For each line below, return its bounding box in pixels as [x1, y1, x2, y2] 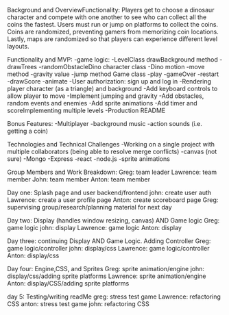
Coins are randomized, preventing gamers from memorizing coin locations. [7, 27, 219, 36]
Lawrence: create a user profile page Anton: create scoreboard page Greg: [7, 196, 219, 204]
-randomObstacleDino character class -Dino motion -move [38, 63, 205, 71]
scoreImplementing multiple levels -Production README [7, 106, 166, 114]
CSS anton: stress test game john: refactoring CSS [7, 300, 149, 307]
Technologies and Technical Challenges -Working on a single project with [7, 140, 215, 148]
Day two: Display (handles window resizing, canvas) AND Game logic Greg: [7, 216, 220, 225]
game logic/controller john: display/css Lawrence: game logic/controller [7, 244, 210, 252]
